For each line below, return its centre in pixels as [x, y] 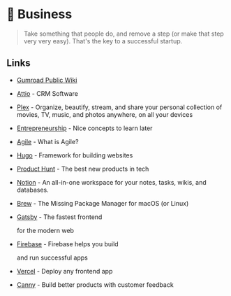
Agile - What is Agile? [47, 141]
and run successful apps [52, 258]
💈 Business [39, 14]
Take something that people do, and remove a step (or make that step [124, 34]
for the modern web [45, 230]
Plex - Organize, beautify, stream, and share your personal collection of [119, 107]
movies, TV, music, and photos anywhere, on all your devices [105, 114]
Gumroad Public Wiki [47, 80]
